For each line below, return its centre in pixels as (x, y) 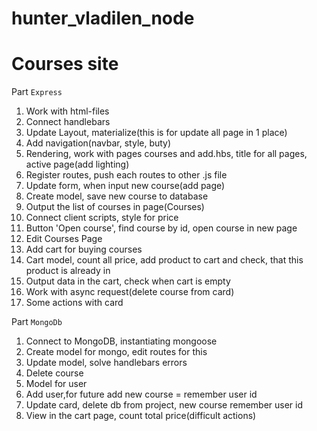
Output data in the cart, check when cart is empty (128, 281)
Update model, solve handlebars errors (106, 363)
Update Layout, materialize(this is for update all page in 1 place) (156, 133)
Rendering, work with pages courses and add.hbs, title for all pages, (166, 154)
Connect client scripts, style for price (102, 218)
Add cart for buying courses (84, 249)
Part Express (37, 92)
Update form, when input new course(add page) (125, 186)
